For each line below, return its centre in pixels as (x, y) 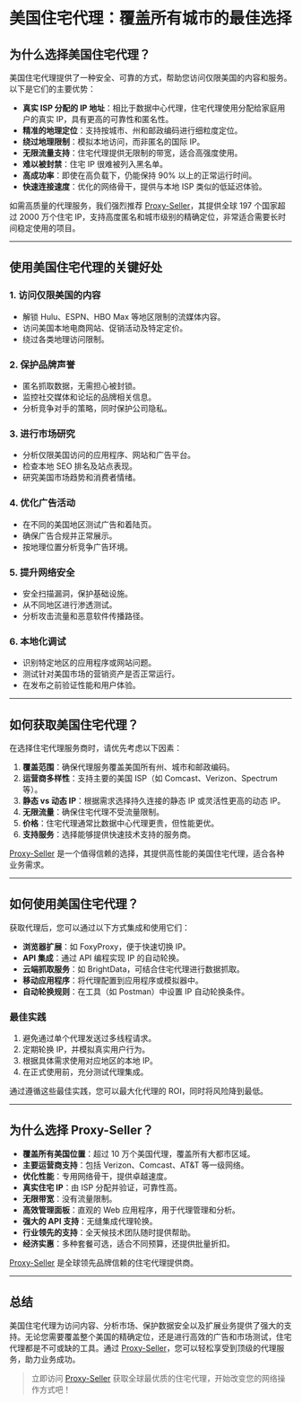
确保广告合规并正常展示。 (69, 535)
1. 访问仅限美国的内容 (55, 296)
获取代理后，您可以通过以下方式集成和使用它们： (99, 927)
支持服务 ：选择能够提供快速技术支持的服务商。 (108, 834)
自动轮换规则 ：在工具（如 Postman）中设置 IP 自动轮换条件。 (135, 991)
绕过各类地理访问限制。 (65, 339)
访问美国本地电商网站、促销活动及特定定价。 (105, 328)
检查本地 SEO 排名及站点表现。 (79, 466)
